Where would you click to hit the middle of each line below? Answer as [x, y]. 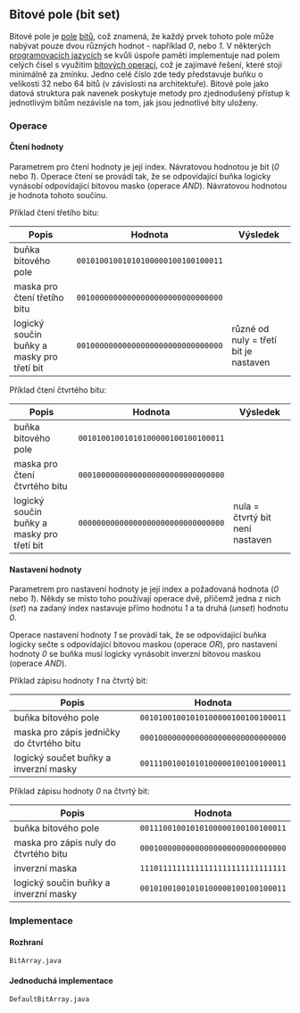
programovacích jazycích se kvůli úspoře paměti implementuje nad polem [145, 55]
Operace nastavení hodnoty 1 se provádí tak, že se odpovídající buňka [138, 635]
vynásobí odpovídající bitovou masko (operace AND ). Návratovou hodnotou [148, 186]
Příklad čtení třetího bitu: [54, 212]
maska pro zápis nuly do [65, 843]
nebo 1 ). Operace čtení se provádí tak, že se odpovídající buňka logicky [140, 176]
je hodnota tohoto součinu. [59, 195]
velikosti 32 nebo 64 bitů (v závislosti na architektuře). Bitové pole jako [139, 83]
